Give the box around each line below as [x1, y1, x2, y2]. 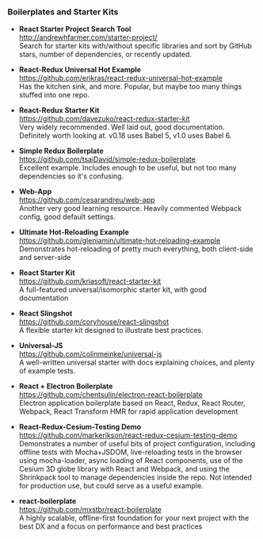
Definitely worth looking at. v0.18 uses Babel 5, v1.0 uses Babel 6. [18, 131, 232, 140]
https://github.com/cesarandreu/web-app [18, 195, 155, 205]
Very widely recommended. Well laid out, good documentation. [18, 122, 225, 132]
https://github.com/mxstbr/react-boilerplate [18, 505, 162, 514]
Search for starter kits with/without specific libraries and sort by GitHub [18, 41, 253, 51]
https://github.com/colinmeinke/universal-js [18, 350, 162, 359]
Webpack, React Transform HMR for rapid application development [18, 407, 238, 416]
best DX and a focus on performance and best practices [18, 522, 203, 531]
